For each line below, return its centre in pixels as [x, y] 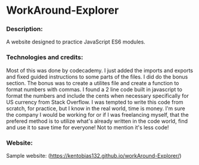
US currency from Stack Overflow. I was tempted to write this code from [95, 102]
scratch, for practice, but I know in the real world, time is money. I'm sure [96, 108]
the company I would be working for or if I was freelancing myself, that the [97, 114]
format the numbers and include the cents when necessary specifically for [98, 95]
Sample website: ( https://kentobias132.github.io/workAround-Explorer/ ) [94, 156]
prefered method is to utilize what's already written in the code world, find [97, 121]
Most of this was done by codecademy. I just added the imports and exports [100, 70]
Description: [24, 29]
